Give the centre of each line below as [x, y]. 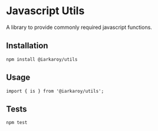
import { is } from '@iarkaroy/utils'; [55, 91]
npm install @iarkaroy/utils [42, 59]
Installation [27, 46]
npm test [17, 123]
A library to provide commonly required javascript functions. [79, 27]
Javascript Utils [45, 11]
